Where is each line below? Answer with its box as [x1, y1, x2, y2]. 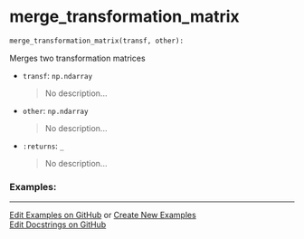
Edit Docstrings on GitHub [9, 219, 107, 230]
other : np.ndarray [22, 105, 89, 116]
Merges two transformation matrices [9, 53, 147, 63]
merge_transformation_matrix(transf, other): [9, 36, 184, 45]
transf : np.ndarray [22, 70, 93, 81]
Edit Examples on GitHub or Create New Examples [9, 210, 196, 221]
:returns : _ [22, 140, 65, 151]
